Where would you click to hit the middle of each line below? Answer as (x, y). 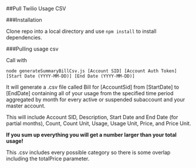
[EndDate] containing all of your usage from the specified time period (90, 93)
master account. (26, 106)
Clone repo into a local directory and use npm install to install (81, 31)
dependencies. (24, 37)
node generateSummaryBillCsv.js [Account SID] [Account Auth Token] (92, 71)
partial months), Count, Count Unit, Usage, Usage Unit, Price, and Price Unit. (99, 123)
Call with (17, 60)
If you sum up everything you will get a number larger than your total (92, 135)
